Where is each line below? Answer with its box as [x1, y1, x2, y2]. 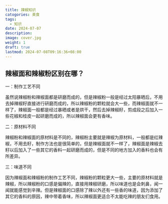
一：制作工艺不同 [5, 83, 40, 89]
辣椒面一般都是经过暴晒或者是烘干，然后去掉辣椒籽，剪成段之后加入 [18, 107, 158, 113]
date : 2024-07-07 [5, 26, 41, 31]
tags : [5, 17, 16, 22]
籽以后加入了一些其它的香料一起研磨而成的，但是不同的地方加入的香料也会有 [5, 147, 163, 153]
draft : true [5, 45, 30, 50]
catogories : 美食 [5, 12, 40, 17]
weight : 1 [5, 40, 26, 45]
